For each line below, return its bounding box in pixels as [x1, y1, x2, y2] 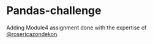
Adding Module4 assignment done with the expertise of [6, 24, 147, 31]
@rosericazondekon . [6, 30, 59, 37]
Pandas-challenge [6, 4, 102, 18]
